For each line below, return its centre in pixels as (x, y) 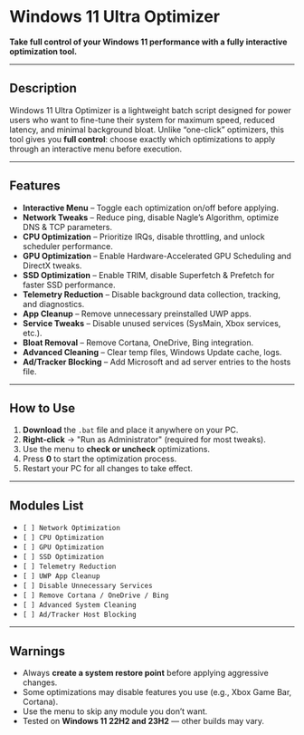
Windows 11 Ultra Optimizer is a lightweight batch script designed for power (151, 110)
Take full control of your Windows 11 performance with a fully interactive (148, 42)
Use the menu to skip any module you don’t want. (115, 711)
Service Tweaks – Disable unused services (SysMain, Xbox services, (152, 323)
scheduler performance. (67, 246)
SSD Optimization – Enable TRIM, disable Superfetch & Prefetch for (148, 275)
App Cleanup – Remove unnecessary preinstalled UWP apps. (137, 314)
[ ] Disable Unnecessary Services (87, 586)
